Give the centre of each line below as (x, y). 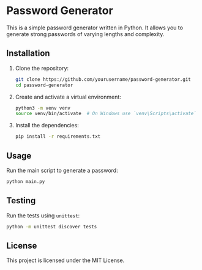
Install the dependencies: (47, 126)
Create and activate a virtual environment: (68, 97)
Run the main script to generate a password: (62, 170)
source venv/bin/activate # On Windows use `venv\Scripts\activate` (106, 114)
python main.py (26, 181)
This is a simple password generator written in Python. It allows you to (95, 28)
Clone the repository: (42, 68)
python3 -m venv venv (43, 108)
